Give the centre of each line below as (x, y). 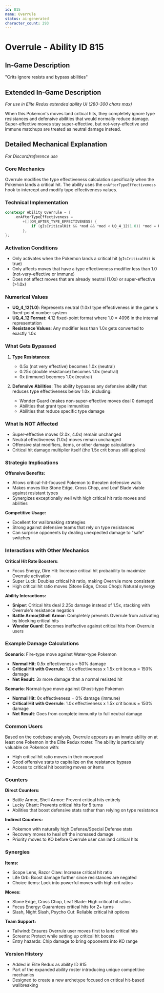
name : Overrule (20, 14)
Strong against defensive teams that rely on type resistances (73, 527)
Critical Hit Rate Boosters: (32, 561)
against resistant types (35, 493)
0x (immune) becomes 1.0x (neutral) (56, 377)
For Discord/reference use (31, 156)
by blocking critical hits (35, 621)
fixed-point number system (40, 313)
